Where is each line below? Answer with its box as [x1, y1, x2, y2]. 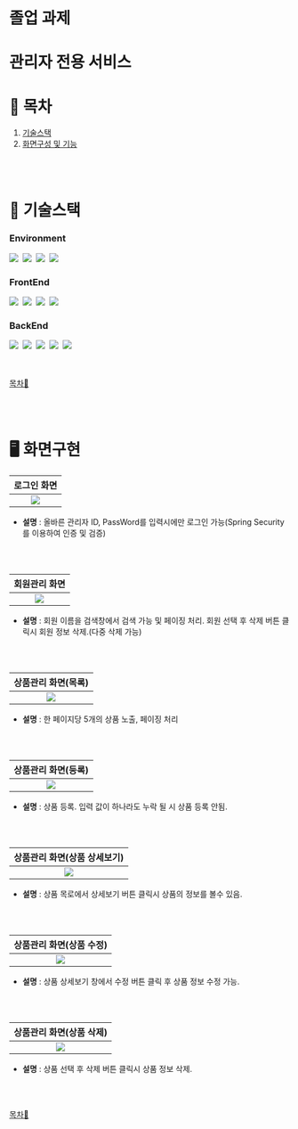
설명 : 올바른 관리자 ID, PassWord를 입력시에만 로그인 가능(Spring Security [21, 517, 285, 528]
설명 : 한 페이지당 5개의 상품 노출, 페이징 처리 [21, 714, 179, 724]
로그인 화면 [13, 479, 58, 492]
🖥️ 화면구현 [9, 439, 81, 460]
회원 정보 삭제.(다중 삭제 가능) [38, 626, 142, 637]
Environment [9, 233, 67, 245]
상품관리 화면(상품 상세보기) [13, 852, 125, 864]
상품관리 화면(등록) [13, 764, 89, 776]
